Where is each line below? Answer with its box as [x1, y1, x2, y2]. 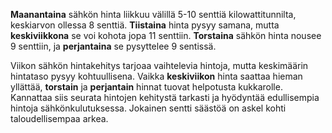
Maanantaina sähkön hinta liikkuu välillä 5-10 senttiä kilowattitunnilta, [10, 9, 297, 20]
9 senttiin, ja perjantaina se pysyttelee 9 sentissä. [10, 40, 217, 52]
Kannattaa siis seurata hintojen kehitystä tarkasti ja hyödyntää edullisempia [10, 92, 320, 103]
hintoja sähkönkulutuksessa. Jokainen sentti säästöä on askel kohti [10, 102, 287, 114]
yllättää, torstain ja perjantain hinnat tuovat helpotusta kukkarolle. [10, 81, 283, 93]
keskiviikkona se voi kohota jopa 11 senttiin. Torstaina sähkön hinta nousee [10, 30, 322, 41]
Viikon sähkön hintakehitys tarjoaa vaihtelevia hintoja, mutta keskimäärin [10, 60, 309, 71]
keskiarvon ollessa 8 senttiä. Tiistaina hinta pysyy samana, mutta [10, 19, 280, 31]
